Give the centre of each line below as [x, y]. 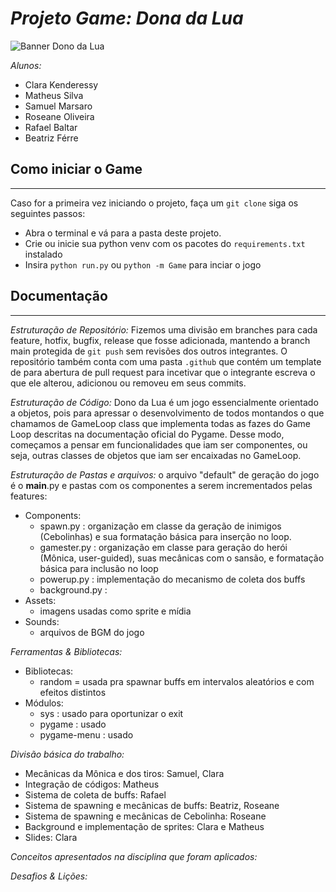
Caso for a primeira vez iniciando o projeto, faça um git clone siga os [154, 203]
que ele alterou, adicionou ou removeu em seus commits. [128, 383]
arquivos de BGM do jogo [92, 632]
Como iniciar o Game [76, 169]
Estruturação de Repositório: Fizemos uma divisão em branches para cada [164, 329]
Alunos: [26, 65]
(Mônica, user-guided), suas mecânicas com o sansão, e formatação [182, 558]
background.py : [73, 589]
